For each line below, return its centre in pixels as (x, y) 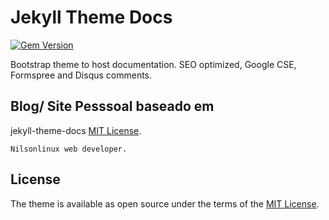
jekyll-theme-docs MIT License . (76, 130)
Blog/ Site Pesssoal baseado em (112, 106)
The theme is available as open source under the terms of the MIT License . (165, 203)
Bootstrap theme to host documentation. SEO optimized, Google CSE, (153, 64)
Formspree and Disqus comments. (81, 75)
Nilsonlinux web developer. (69, 149)
